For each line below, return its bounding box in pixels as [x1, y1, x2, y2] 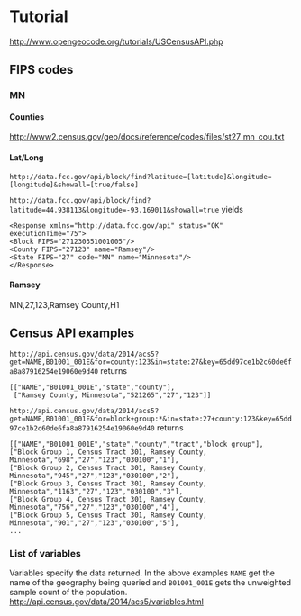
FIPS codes [9, 62, 74, 77]
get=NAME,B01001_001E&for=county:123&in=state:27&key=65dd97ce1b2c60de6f [9, 358, 293, 367]
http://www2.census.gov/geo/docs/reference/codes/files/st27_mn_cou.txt [9, 131, 285, 142]
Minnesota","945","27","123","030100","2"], [9, 471, 179, 480]
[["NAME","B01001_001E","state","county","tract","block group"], [9, 439, 264, 448]
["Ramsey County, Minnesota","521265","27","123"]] [13, 390, 212, 400]
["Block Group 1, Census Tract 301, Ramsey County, [9, 448, 207, 457]
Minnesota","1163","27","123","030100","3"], [9, 486, 183, 496]
